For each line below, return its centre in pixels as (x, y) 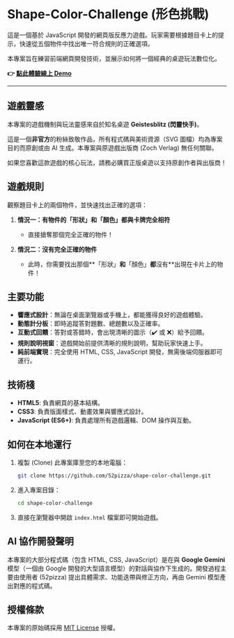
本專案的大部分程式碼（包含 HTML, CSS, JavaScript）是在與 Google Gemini (116, 559)
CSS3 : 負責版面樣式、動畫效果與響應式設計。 (82, 411)
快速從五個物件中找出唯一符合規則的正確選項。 (86, 43)
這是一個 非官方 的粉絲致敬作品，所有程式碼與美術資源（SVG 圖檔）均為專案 (115, 139)
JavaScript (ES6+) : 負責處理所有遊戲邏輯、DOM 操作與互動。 (106, 420)
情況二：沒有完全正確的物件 (57, 249)
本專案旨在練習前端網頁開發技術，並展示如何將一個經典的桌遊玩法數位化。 (114, 58)
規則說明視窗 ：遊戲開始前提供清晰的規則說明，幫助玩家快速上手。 (112, 343)
